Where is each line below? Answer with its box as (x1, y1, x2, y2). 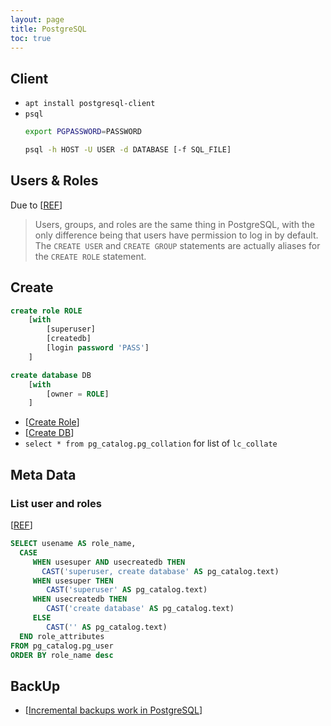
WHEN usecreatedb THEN (32, 594, 128, 605)
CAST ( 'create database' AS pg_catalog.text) (46, 604, 235, 614)
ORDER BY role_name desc (10, 650, 114, 660)
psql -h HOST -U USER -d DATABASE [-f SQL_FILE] (24, 145, 232, 155)
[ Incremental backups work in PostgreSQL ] (24, 704, 203, 716)
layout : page (10, 14, 65, 25)
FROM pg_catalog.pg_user (10, 641, 114, 651)
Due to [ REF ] (10, 199, 63, 211)
